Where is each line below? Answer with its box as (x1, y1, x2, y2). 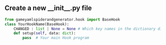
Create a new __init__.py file (4, 4, 92, 12)
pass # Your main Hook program (22, 36, 90, 41)
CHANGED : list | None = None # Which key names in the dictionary (13, 26, 156, 31)
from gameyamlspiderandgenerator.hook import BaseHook (4, 17, 120, 22)
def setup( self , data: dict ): (13, 31, 76, 36)
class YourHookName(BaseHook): (4, 22, 69, 27)
